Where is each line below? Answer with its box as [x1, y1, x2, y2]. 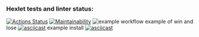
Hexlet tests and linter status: [6, 5, 94, 13]
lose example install [6, 24, 84, 31]
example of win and [145, 18, 194, 25]
